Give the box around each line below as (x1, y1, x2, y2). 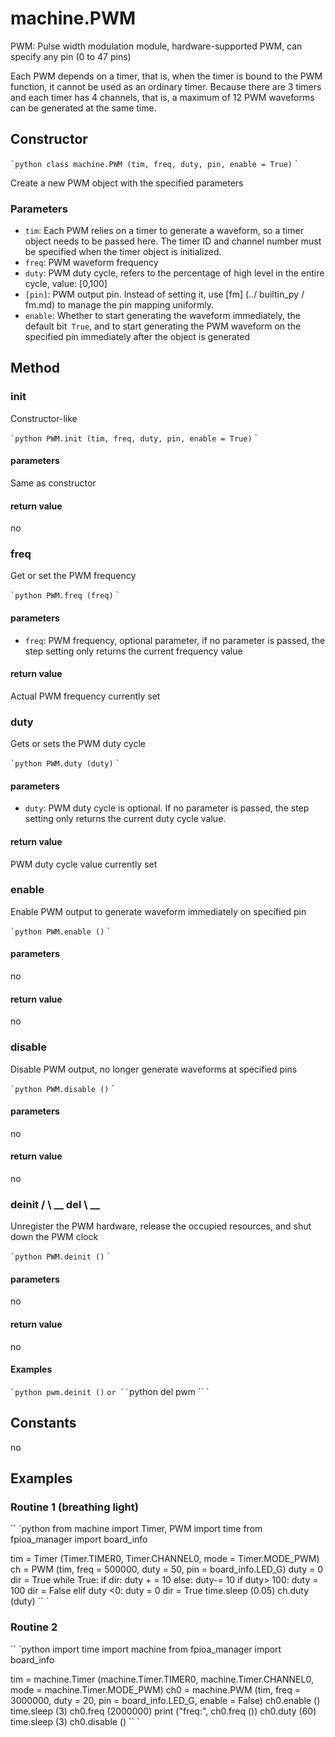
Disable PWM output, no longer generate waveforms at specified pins (10, 1063, 298, 1075)
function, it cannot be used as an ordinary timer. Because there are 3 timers (10, 80, 322, 92)
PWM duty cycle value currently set (10, 858, 158, 870)
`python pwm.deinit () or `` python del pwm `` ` (10, 1385, 210, 1397)
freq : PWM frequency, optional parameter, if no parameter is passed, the (24, 634, 326, 646)
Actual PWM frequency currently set (10, 690, 161, 702)
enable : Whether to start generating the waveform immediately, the (24, 310, 301, 322)
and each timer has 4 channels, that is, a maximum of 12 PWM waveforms (10, 91, 315, 103)
